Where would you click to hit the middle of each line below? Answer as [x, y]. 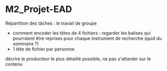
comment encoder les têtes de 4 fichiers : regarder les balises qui [82, 33]
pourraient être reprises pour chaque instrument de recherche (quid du [87, 38]
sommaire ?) [26, 43]
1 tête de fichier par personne [44, 49]
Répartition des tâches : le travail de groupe [51, 23]
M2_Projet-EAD [39, 9]
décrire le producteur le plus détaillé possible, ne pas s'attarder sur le [78, 58]
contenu [14, 64]
